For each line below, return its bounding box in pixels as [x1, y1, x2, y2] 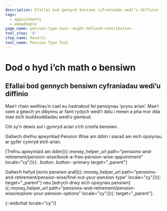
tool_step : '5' [5, 31, 37, 36]
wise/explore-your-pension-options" [5, 190, 81, 196]
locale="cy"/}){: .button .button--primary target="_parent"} [5, 159, 128, 165]
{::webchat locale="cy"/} [5, 200, 57, 206]
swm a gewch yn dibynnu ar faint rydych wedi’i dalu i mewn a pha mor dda [5, 108, 160, 114]
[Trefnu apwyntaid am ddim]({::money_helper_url [5, 148, 107, 154]
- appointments [10, 17, 42, 22]
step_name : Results [5, 36, 46, 41]
